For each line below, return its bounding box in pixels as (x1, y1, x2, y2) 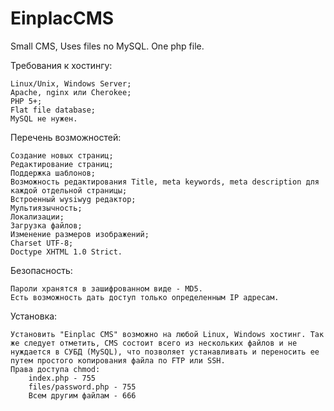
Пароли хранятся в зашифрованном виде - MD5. (10, 283, 203, 294)
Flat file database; (10, 105, 97, 115)
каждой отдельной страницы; (10, 185, 128, 196)
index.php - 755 (28, 373, 97, 383)
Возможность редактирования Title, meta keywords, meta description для (10, 177, 320, 187)
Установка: (10, 310, 58, 322)
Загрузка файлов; (10, 220, 83, 231)
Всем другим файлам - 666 (28, 390, 137, 401)
